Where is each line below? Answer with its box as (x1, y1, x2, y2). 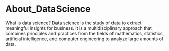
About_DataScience (5, 3, 91, 15)
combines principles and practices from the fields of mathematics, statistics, (5, 30, 164, 36)
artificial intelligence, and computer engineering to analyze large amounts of (5, 36, 164, 42)
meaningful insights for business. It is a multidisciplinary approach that (5, 25, 152, 31)
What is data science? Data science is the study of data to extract (5, 20, 142, 26)
